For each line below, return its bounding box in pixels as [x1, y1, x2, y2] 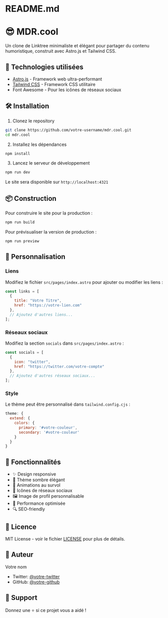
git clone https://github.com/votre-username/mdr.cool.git [5, 127, 132, 132]
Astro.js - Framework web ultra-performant [12, 76, 102, 82]
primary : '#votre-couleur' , [18, 425, 78, 430]
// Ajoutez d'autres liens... [10, 312, 73, 317]
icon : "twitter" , [14, 359, 51, 364]
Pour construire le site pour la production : [5, 210, 93, 216]
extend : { [10, 416, 30, 421]
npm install [5, 151, 30, 156]
